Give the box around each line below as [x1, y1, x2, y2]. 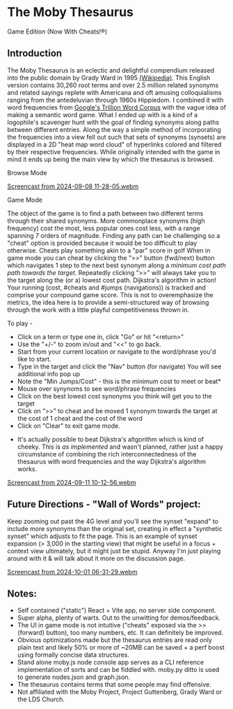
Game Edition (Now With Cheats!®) [7, 27, 108, 36]
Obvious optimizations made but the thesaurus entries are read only [17, 636, 212, 644]
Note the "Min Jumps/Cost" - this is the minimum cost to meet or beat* [17, 377, 221, 385]
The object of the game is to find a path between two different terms [7, 209, 204, 217]
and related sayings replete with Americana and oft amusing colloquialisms [7, 88, 222, 96]
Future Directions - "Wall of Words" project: [7, 498, 201, 510]
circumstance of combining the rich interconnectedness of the [17, 449, 197, 458]
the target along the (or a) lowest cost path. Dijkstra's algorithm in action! [7, 276, 217, 284]
